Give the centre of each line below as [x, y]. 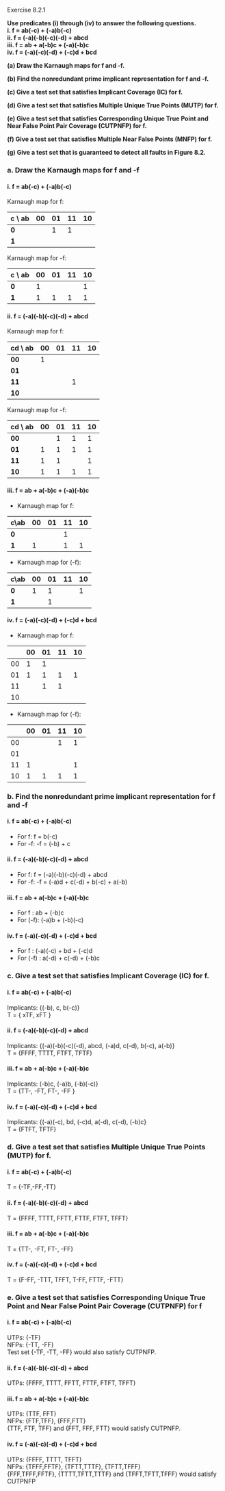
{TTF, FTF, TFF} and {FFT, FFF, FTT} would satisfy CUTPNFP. [94, 1428]
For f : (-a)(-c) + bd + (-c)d [55, 951]
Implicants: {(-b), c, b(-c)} [43, 1007]
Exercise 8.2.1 [26, 10]
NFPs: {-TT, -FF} [30, 1345]
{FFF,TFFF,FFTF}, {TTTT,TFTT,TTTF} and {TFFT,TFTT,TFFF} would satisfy [112, 1474]
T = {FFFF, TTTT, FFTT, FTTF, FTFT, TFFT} [68, 1218]
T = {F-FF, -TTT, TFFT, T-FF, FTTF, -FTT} [66, 1279]
